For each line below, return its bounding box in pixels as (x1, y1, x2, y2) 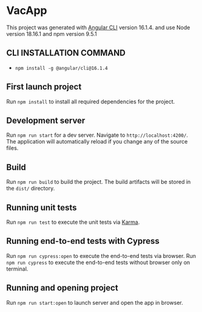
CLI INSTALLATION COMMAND (6, 48, 126, 58)
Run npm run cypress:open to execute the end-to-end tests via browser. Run (6, 252, 196, 259)
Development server (6, 115, 86, 125)
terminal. (6, 265, 29, 272)
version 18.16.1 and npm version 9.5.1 (6, 30, 97, 37)
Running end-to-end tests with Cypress (6, 236, 160, 246)
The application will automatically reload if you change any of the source (6, 138, 188, 145)
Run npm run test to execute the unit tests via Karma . (6, 218, 140, 226)
